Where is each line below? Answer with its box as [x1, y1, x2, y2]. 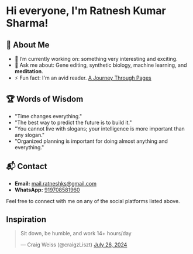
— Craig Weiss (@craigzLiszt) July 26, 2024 [20, 241, 127, 248]
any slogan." [14, 131, 45, 138]
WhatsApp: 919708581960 [14, 186, 80, 193]
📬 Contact [6, 162, 47, 171]
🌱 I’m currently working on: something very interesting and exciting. [14, 56, 178, 62]
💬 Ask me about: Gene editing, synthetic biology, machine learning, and [14, 61, 187, 68]
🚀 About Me [6, 40, 50, 50]
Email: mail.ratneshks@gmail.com [14, 180, 96, 187]
